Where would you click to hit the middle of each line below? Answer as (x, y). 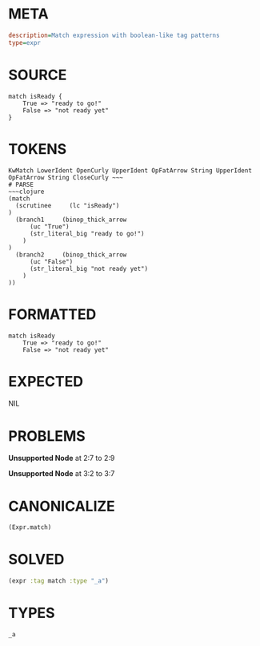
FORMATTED (52, 314)
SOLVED (36, 560)
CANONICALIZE (62, 506)
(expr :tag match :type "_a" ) (59, 581)
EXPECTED (46, 381)
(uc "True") (49, 226)
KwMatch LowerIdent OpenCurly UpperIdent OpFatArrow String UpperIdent (130, 170)
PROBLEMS (47, 436)
